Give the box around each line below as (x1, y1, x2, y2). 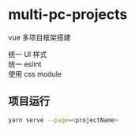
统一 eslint (8, 59, 42, 69)
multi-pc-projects (8, 6, 128, 24)
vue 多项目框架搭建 (8, 32, 71, 42)
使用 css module (8, 69, 62, 78)
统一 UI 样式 (8, 49, 47, 58)
